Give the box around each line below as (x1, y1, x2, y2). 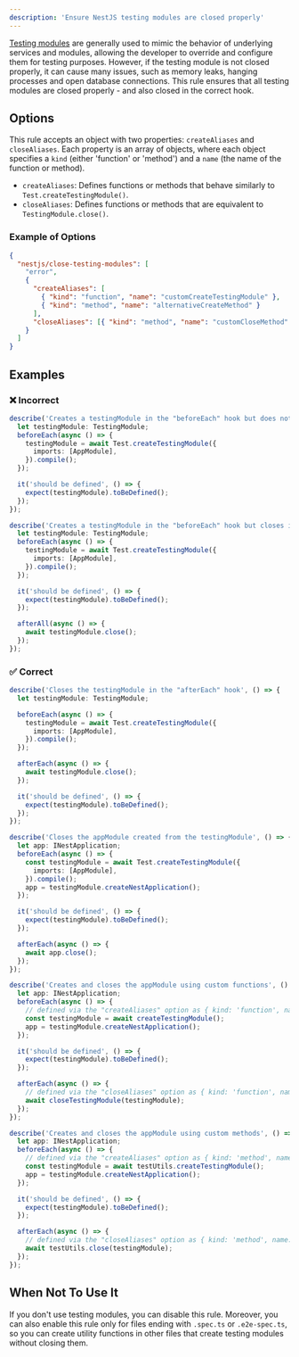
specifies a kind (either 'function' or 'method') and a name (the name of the (9, 153, 282, 164)
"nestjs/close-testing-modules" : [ (17, 260, 149, 269)
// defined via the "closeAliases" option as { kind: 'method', (25, 1236, 269, 1245)
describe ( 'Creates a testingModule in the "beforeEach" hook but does (9, 414, 277, 423)
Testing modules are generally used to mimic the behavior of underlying (9, 37, 273, 48)
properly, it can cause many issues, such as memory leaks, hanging (9, 66, 258, 77)
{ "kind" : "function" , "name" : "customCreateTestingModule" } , (41, 293, 280, 302)
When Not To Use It (9, 1286, 118, 1301)
